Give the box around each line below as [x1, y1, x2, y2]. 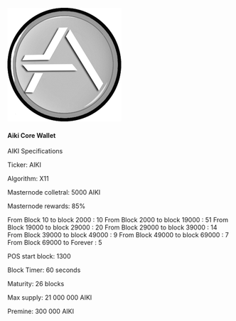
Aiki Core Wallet [7, 131, 56, 139]
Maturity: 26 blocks [7, 280, 65, 288]
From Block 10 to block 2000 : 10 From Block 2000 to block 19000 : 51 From [7, 216, 229, 224]
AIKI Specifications [7, 147, 63, 156]
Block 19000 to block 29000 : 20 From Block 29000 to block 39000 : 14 [7, 223, 218, 232]
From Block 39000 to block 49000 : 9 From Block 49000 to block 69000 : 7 [7, 231, 229, 239]
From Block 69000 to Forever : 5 [7, 239, 102, 247]
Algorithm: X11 [7, 175, 49, 183]
